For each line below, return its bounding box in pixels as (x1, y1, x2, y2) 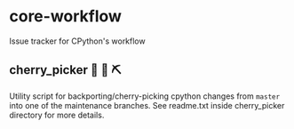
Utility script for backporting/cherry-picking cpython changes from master (9, 91, 281, 101)
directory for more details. (9, 109, 105, 120)
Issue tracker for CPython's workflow (9, 36, 146, 46)
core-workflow (9, 6, 123, 27)
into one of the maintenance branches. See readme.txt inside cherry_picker (9, 100, 285, 110)
